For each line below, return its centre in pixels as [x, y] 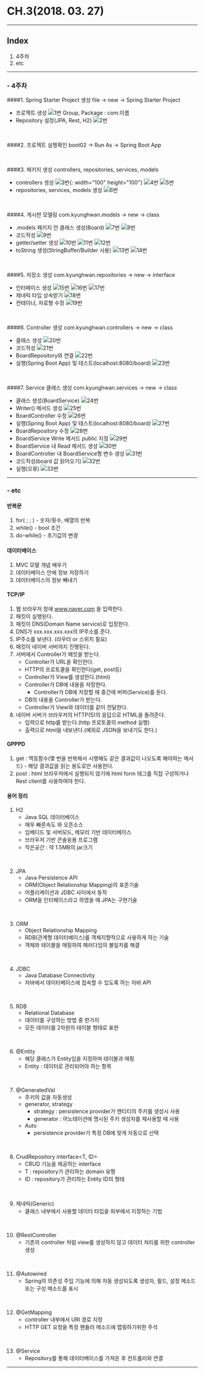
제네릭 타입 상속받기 [39, 296]
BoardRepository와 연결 [45, 356]
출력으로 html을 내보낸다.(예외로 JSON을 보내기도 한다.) [91, 730]
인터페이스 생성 [34, 288]
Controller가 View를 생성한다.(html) [67, 677]
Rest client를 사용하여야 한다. [51, 781]
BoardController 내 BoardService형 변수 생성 [70, 454]
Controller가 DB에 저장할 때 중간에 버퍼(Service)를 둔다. [101, 692]
